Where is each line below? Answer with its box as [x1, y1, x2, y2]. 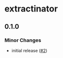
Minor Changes [4, 37, 41, 44]
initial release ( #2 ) [11, 47, 48, 53]
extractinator [4, 3, 58, 14]
